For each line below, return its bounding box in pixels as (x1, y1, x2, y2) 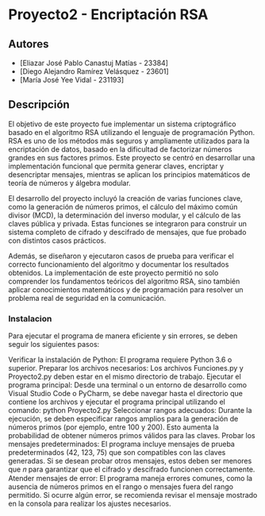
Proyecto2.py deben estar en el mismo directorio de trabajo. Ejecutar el (8, 372, 242, 382)
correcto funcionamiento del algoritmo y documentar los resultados (8, 260, 229, 269)
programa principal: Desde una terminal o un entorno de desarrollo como (8, 380, 248, 390)
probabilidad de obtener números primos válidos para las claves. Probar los (8, 431, 255, 441)
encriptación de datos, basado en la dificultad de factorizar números (8, 144, 232, 154)
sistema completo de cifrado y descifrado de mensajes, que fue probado (8, 227, 247, 237)
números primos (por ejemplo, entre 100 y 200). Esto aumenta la (8, 422, 220, 432)
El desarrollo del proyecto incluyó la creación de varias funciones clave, (8, 193, 244, 203)
